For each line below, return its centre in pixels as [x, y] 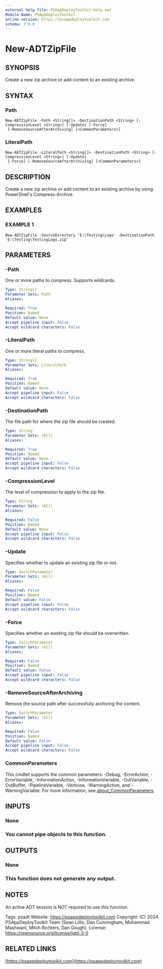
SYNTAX [19, 96]
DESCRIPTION [28, 177]
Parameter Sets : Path [28, 294]
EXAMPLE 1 [20, 224]
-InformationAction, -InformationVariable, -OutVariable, [92, 779]
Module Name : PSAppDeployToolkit [40, 15]
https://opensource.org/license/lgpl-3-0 [47, 933]
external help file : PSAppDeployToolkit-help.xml [59, 10]
